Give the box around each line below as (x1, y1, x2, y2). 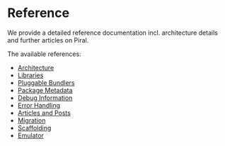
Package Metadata (17, 86, 73, 94)
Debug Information (17, 94, 73, 102)
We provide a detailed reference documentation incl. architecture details (7, 28, 218, 37)
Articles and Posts (17, 108, 71, 117)
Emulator (17, 131, 45, 140)
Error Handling (17, 101, 61, 109)
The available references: (7, 50, 81, 58)
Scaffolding (17, 123, 52, 132)
